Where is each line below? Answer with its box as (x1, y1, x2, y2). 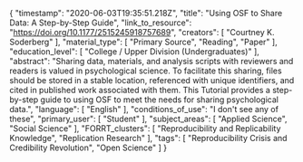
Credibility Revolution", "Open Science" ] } (9, 142, 168, 153)
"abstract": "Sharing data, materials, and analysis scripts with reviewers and (9, 56, 294, 66)
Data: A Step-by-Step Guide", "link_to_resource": (9, 17, 192, 28)
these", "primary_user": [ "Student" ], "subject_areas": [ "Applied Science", (9, 113, 288, 124)
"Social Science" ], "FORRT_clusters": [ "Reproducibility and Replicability (9, 123, 281, 134)
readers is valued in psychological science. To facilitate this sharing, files (9, 65, 283, 76)
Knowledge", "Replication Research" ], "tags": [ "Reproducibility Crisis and (9, 133, 288, 143)
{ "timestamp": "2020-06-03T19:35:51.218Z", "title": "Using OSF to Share (9, 8, 283, 18)
